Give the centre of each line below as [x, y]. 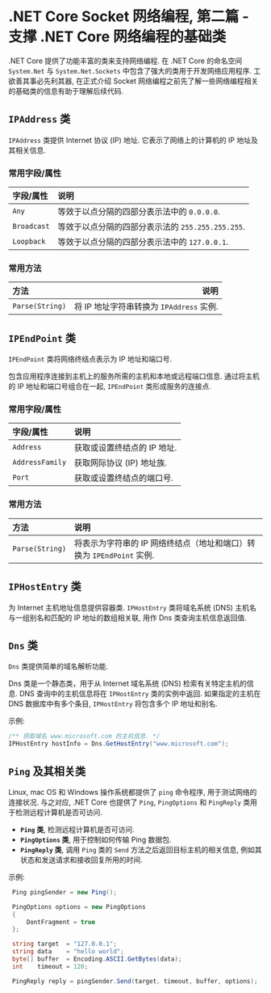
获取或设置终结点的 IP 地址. [125, 448]
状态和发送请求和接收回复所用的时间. [81, 860]
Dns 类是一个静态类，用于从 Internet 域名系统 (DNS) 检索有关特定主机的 [128, 683]
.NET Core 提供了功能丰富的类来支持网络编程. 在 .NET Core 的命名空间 [125, 61]
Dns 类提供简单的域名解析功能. [58, 666]
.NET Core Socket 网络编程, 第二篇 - [129, 17]
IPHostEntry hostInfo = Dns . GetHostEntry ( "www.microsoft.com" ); [119, 744]
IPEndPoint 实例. [123, 555]
